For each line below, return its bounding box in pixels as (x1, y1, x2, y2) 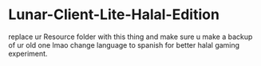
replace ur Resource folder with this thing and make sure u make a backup (8, 32, 253, 41)
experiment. (8, 49, 48, 58)
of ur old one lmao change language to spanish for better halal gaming (8, 40, 240, 49)
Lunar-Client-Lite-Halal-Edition (8, 6, 219, 24)
